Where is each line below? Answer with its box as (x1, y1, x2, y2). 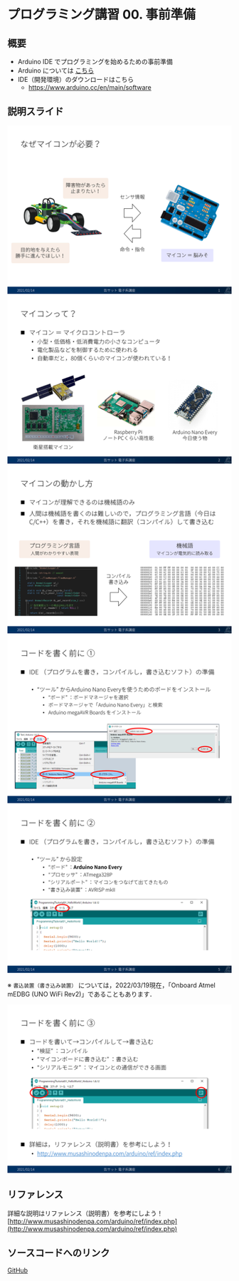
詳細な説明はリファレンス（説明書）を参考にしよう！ (7, 1209, 164, 1218)
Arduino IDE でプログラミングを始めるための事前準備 (17, 58, 173, 66)
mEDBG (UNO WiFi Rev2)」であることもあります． (7, 989, 156, 998)
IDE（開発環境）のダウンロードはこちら (17, 76, 134, 83)
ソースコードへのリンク (7, 1247, 110, 1259)
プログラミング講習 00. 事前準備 (7, 6, 196, 23)
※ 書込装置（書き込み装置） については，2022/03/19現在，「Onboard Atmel (7, 981, 216, 989)
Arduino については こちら (17, 66, 95, 75)
